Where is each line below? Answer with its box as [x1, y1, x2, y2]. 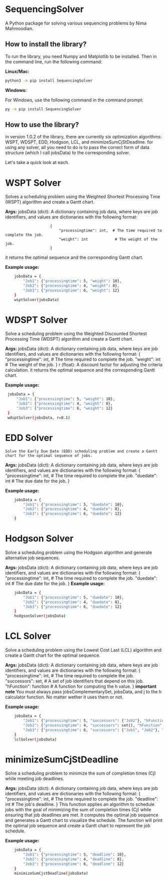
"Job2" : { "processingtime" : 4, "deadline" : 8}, [23, 857, 124, 862]
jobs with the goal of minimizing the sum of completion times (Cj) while [5, 807, 151, 813]
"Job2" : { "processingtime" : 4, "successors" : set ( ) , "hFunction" [23, 722, 162, 728]
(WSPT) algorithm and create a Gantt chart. [5, 199, 95, 205]
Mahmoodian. [5, 25, 33, 31]
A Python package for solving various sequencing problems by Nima [5, 20, 146, 26]
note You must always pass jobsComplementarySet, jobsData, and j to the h [5, 689, 162, 695]
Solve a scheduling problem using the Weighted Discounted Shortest [5, 331, 147, 337]
